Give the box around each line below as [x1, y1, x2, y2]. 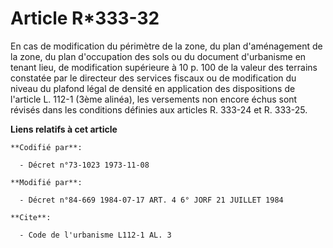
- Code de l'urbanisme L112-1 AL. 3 [19, 230, 172, 240]
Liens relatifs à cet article [10, 123, 118, 135]
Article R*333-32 [10, 7, 160, 30]
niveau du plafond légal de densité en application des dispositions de [10, 82, 296, 94]
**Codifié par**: [10, 142, 83, 152]
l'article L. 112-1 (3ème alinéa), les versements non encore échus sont [10, 93, 298, 105]
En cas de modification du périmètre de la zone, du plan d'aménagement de [10, 40, 323, 52]
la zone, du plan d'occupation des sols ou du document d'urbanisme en [10, 50, 307, 62]
